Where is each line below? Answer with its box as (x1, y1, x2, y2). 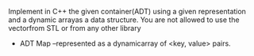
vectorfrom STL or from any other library (8, 24, 141, 32)
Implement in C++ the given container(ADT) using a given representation (8, 7, 246, 16)
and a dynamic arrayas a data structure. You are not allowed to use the (8, 15, 240, 24)
